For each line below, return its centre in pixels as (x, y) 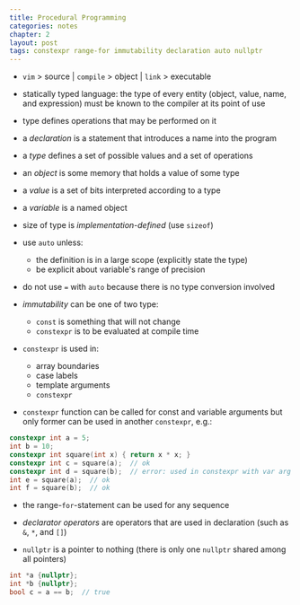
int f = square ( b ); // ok (60, 488)
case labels (57, 376)
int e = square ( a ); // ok (60, 480)
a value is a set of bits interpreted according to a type (122, 190)
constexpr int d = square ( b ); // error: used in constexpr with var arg (150, 471)
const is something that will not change (108, 322)
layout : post (34, 43)
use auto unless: (53, 242)
